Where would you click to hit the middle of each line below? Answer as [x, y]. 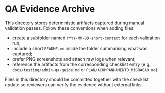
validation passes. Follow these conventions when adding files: [70, 28]
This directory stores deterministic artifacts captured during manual [75, 23]
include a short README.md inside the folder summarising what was [80, 48]
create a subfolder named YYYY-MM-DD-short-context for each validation [86, 38]
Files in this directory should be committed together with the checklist [77, 79]
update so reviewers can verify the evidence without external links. [74, 85]
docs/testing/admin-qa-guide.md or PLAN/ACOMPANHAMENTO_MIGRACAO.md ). [85, 70]
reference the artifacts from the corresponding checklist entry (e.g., [82, 64]
